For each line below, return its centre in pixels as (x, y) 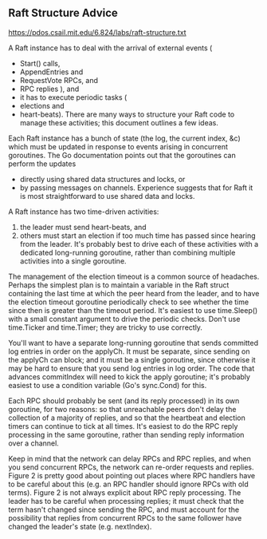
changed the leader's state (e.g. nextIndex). (80, 526)
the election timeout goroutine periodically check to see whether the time (129, 302)
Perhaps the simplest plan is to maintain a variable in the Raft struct (119, 285)
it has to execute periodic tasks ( (73, 97)
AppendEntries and (51, 72)
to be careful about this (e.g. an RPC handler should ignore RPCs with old (128, 484)
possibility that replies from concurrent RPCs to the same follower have (125, 517)
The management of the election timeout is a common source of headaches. (134, 276)
